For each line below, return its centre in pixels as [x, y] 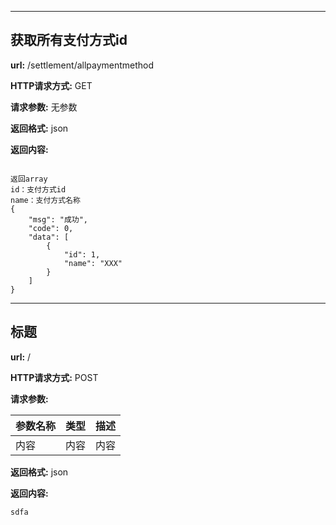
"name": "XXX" [93, 263]
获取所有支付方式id [69, 40]
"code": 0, [51, 228]
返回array [29, 179]
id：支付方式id [38, 189]
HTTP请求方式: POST [54, 377]
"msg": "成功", [58, 219]
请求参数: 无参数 [44, 107]
